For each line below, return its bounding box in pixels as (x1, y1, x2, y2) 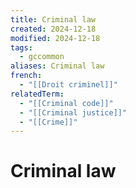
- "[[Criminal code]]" (19, 98, 114, 108)
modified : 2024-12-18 (10, 33, 101, 43)
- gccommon (19, 52, 65, 62)
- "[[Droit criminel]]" (19, 80, 118, 90)
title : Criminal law (10, 14, 97, 25)
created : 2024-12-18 (10, 24, 97, 34)
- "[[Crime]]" (19, 117, 78, 127)
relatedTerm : (10, 89, 65, 99)
